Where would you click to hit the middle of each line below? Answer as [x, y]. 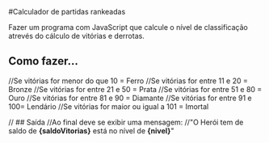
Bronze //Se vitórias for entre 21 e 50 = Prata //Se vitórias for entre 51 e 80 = [135, 89]
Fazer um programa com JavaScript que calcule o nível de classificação [128, 27]
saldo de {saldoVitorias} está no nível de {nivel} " [91, 130]
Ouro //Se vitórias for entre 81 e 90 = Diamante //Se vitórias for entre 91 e [130, 98]
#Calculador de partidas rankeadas [67, 12]
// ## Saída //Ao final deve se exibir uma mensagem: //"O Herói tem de [126, 122]
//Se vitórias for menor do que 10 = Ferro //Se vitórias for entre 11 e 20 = [128, 81]
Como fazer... [43, 61]
